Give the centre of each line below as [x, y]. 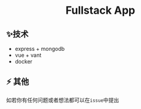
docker [24, 61]
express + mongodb [40, 49]
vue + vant [28, 55]
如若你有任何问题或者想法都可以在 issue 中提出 [63, 100]
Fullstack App [100, 10]
